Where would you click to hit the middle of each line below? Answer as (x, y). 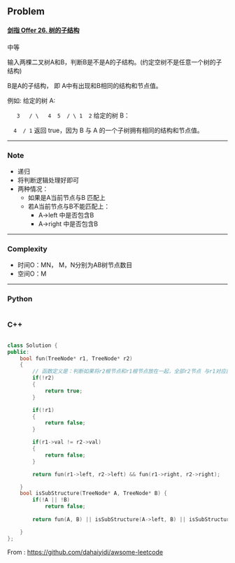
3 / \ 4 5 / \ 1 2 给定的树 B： (73, 115)
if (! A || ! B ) (51, 500)
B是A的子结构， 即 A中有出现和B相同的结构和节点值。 (85, 85)
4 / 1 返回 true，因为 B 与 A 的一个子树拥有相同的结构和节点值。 (109, 130)
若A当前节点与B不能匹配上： (69, 206)
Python (20, 299)
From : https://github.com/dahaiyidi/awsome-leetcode (85, 552)
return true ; (63, 391)
